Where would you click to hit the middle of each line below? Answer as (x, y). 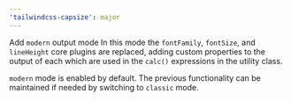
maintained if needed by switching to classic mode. (104, 87)
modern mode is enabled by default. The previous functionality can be (135, 78)
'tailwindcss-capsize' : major (65, 17)
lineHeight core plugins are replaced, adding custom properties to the (137, 51)
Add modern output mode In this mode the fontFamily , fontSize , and (132, 42)
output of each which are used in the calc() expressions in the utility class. (146, 61)
